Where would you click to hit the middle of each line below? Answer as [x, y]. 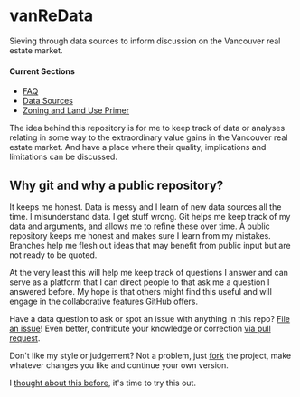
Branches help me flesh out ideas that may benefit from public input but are [150, 245]
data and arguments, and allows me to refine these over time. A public [140, 226]
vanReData [52, 16]
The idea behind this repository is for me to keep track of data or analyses [147, 128]
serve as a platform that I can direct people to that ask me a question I [140, 282]
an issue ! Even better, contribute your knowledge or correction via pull [140, 328]
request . [25, 338]
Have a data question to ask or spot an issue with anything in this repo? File [150, 318]
